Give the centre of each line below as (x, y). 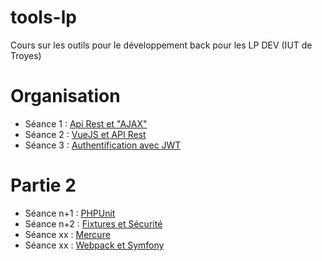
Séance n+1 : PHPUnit (70, 213)
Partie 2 (43, 185)
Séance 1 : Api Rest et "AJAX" (86, 123)
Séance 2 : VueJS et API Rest (85, 134)
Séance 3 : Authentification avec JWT (103, 145)
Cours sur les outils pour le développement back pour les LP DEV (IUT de (161, 45)
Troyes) (26, 55)
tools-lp (43, 17)
